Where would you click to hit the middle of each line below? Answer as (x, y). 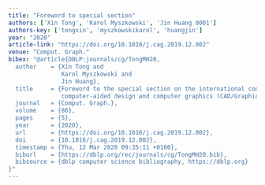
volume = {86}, (46, 111)
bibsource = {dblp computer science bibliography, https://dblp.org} (132, 162)
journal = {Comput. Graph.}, (67, 103)
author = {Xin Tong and (60, 67)
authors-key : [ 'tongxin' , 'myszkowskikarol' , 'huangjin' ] (105, 30)
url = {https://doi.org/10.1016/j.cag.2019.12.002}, (114, 132)
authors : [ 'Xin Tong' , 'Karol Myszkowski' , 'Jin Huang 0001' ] (112, 23)
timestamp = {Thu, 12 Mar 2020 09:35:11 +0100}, (97, 147)
